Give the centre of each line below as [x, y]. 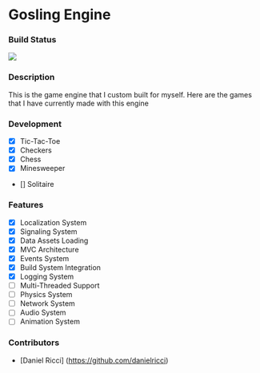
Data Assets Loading [54, 240]
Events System [44, 258]
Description [32, 77]
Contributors [34, 343]
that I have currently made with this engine [79, 103]
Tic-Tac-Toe [40, 141]
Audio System [43, 312]
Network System [48, 304]
